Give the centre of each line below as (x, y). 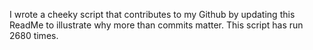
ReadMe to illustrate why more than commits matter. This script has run (156, 25)
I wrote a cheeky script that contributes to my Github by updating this (152, 14)
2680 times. (34, 35)
